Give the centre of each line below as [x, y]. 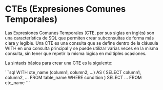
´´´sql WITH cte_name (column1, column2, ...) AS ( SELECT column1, [73, 72]
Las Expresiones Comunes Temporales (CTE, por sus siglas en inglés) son [80, 33]
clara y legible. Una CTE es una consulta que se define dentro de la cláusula [82, 43]
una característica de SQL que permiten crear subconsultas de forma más [80, 38]
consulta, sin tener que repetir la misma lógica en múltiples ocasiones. [76, 53]
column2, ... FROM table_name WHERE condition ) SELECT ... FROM [73, 77]
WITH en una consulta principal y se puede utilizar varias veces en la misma [82, 48]
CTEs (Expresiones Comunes [65, 9]
